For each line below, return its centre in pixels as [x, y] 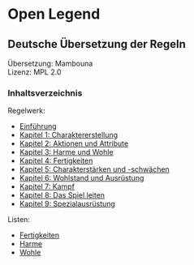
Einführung [38, 126]
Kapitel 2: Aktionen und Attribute [74, 143]
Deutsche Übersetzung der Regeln [97, 44]
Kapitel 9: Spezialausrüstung [67, 204]
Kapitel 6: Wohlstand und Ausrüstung [82, 178]
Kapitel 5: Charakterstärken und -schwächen [94, 169]
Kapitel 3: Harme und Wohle [67, 152]
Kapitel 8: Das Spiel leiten [62, 195]
